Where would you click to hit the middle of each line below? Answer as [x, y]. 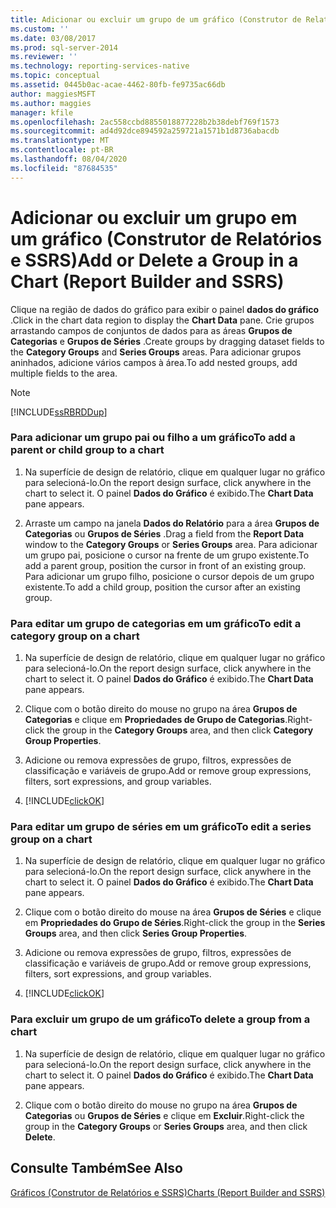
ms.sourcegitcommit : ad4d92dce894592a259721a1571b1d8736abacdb [145, 131]
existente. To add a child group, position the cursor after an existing [162, 587]
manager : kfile [42, 112]
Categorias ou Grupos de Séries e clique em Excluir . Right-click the [164, 1115]
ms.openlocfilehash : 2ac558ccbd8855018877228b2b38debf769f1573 [145, 122]
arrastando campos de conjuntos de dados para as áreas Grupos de [151, 330]
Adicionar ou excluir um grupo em [154, 217]
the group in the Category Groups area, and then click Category [180, 730]
